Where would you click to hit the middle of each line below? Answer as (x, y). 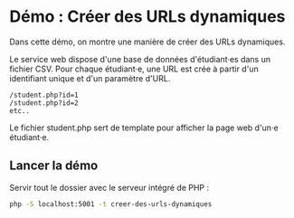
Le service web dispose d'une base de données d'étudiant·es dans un (140, 59)
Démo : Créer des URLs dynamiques (147, 17)
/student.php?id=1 (44, 95)
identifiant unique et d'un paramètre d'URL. (90, 78)
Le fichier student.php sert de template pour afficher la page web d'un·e (144, 128)
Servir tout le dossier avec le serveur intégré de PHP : (109, 187)
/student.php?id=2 (44, 103)
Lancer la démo (54, 166)
